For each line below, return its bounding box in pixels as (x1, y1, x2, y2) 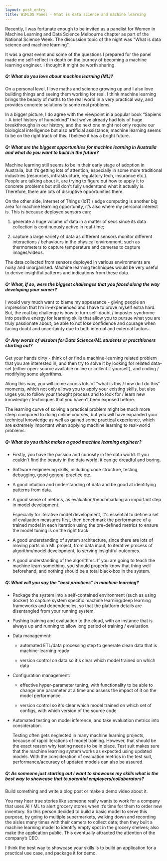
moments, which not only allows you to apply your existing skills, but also (5, 386, 156, 392)
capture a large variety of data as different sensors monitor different (12, 233, 153, 240)
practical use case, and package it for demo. (5, 850, 97, 856)
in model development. (12, 502, 60, 508)
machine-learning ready (19, 648, 70, 654)
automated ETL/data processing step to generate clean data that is (19, 643, 158, 649)
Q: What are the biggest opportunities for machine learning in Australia (5, 144, 157, 150)
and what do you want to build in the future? (5, 149, 99, 155)
